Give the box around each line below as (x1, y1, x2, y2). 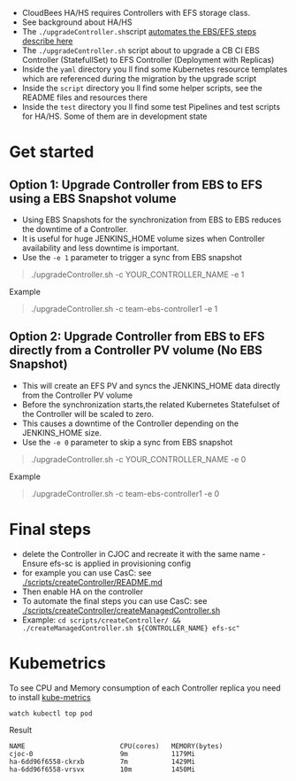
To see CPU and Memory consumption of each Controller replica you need (9, 682, 281, 693)
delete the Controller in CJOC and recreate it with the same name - (21, 548, 266, 559)
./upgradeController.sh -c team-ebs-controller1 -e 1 (30, 304, 218, 313)
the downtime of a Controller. (21, 224, 129, 234)
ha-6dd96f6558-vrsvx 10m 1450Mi (9, 765, 196, 774)
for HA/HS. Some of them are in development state (21, 111, 208, 121)
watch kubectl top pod (9, 708, 93, 718)
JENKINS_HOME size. (21, 427, 102, 437)
